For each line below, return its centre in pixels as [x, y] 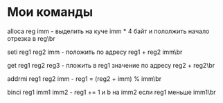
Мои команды [50, 12]
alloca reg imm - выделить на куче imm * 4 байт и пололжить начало [108, 31]
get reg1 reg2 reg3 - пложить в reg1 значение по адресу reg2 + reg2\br [111, 65]
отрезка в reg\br [31, 38]
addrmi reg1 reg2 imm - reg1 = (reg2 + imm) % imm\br [84, 78]
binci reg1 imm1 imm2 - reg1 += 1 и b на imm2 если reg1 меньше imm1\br [111, 92]
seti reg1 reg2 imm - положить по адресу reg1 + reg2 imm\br [95, 52]
